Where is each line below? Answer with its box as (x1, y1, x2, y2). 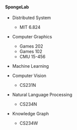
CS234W (19, 120, 38, 126)
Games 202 (19, 43, 43, 49)
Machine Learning (12, 63, 49, 69)
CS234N (19, 101, 37, 107)
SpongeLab (5, 4, 29, 10)
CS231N (19, 82, 36, 88)
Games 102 (19, 49, 43, 54)
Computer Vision (12, 73, 47, 78)
